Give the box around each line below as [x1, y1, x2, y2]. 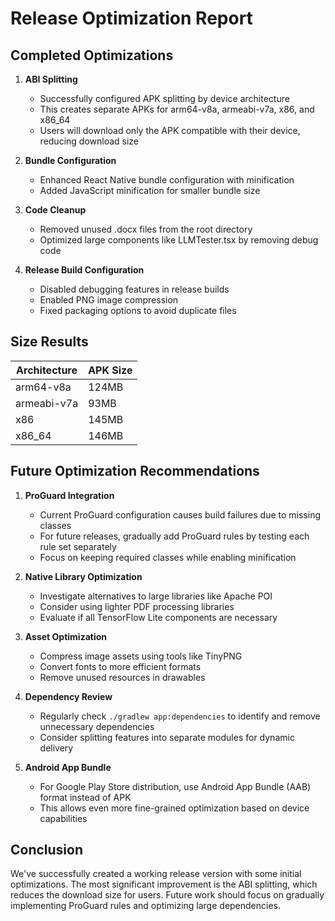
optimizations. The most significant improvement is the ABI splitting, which [10, 878, 318, 891]
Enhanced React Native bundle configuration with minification [39, 174, 295, 186]
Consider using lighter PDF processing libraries [39, 600, 235, 612]
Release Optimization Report [10, 7, 253, 30]
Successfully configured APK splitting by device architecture [39, 93, 290, 104]
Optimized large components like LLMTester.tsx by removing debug [39, 234, 319, 246]
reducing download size [39, 135, 140, 147]
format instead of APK [39, 791, 132, 803]
